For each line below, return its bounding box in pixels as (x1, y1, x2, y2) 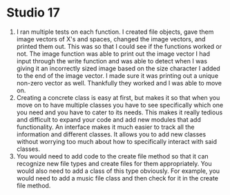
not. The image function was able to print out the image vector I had (16, 50, 210, 58)
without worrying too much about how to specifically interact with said (16, 137, 217, 145)
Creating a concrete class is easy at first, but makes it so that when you (16, 93, 220, 101)
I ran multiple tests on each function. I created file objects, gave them (16, 28, 214, 36)
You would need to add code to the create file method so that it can (16, 152, 209, 160)
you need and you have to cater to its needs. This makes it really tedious (16, 108, 223, 116)
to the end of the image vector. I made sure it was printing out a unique (16, 71, 219, 80)
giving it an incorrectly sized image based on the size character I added (16, 64, 220, 72)
